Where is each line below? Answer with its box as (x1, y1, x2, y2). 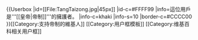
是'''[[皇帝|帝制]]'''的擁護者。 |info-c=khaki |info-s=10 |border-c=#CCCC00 (6, 13, 193, 20)
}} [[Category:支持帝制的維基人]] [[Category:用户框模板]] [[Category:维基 (6, 21, 185, 27)
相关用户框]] (11, 28, 42, 35)
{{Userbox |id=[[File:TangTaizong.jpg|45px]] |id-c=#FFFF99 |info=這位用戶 (6, 6, 191, 12)
